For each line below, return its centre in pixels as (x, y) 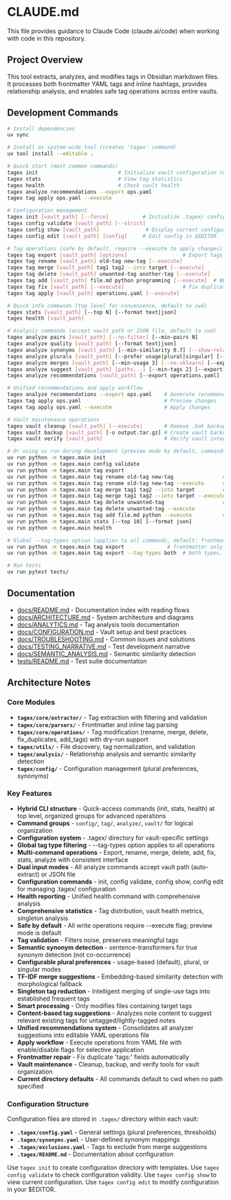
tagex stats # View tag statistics (95, 179)
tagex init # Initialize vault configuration (112, 173)
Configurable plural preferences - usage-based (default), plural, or (113, 962)
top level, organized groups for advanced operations (91, 816)
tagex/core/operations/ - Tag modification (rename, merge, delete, (112, 732)
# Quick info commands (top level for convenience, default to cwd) (107, 306)
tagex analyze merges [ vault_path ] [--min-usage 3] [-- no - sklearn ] (106, 363)
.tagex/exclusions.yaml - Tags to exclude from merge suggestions (112, 1147)
